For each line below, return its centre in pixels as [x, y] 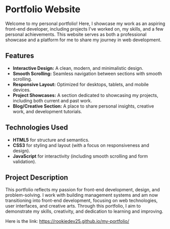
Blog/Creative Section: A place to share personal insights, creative [83, 106]
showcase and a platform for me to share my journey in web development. [83, 40]
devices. [22, 90]
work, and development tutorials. [47, 111]
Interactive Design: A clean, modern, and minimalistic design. [78, 68]
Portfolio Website [43, 9]
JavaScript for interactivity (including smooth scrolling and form [80, 156]
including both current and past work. [52, 100]
